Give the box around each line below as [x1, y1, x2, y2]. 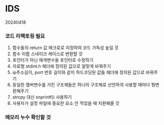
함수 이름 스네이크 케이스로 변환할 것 [12, 51, 83, 57]
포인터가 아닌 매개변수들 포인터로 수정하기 [12, 57, 94, 63]
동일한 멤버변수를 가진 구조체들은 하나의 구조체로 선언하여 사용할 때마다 [12, 82, 150, 88]
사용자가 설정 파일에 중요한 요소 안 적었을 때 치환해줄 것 [12, 100, 120, 106]
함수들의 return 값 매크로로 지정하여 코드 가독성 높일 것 [12, 45, 119, 51]
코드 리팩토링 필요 [5, 33, 46, 40]
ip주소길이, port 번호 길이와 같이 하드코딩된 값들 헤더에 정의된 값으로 [12, 70, 145, 76]
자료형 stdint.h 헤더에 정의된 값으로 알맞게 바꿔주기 [12, 63, 111, 69]
